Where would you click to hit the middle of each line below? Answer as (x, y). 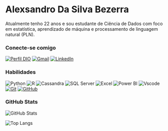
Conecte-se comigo (31, 48)
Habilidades (21, 72)
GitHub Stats (22, 102)
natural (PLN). (20, 34)
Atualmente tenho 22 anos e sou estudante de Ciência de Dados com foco (84, 24)
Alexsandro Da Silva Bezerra (67, 9)
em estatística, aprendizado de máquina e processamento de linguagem (82, 29)
